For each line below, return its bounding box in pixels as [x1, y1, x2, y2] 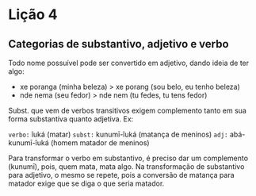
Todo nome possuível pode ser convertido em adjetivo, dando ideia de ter [8, 58, 250, 67]
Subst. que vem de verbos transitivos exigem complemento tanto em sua [8, 106, 247, 115]
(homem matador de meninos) [50, 138, 150, 148]
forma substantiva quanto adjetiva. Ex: [8, 114, 134, 124]
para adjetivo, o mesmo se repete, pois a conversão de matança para [8, 171, 235, 179]
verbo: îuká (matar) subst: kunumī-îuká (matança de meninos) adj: [8, 129, 228, 139]
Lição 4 [8, 6, 58, 24]
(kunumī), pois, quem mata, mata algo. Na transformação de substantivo [8, 162, 245, 171]
